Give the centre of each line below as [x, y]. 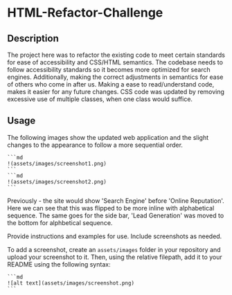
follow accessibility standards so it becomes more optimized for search [109, 70]
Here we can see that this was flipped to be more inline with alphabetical [111, 208]
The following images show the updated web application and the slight [108, 137]
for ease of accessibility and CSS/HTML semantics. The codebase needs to [115, 62]
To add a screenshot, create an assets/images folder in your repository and [114, 249]
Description [33, 38]
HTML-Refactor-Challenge [85, 13]
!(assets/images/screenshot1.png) [57, 163]
